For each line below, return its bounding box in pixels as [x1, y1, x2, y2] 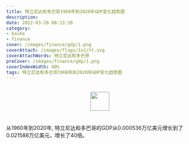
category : [6, 25, 31, 31]
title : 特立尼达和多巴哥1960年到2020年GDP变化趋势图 [6, 8, 125, 15]
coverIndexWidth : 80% [6, 63, 60, 70]
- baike [6, 31, 26, 37]
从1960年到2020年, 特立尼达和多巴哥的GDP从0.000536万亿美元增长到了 [6, 124, 184, 132]
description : [6, 14, 39, 20]
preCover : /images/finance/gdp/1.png [6, 58, 100, 64]
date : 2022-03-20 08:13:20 [6, 20, 73, 25]
